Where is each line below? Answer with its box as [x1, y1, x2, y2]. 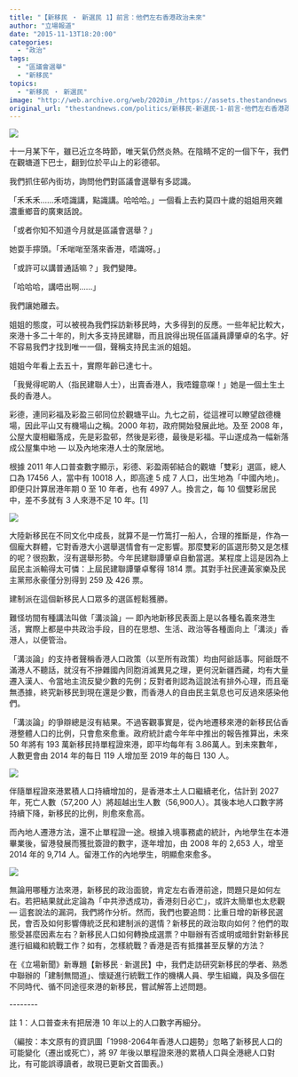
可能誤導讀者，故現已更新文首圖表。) [32, 1058, 164, 1069]
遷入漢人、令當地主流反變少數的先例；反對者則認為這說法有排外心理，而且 [9, 676, 281, 687]
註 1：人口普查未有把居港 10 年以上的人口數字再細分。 [9, 1017, 207, 1028]
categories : [9, 37, 53, 47]
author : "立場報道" [9, 21, 76, 30]
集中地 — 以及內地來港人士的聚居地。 [32, 443, 169, 453]
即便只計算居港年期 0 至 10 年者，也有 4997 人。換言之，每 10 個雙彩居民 [9, 483, 277, 494]
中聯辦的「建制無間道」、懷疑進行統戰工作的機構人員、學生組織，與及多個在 [9, 970, 286, 981]
